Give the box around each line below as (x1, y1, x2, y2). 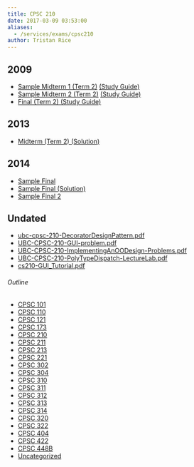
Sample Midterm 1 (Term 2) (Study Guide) (17, 82, 140, 91)
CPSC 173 (17, 322, 48, 332)
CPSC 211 (17, 338, 46, 347)
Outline (7, 277, 28, 286)
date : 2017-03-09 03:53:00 (7, 17, 87, 24)
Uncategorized (17, 451, 62, 460)
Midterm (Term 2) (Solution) (17, 137, 100, 145)
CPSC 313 (17, 399, 48, 407)
